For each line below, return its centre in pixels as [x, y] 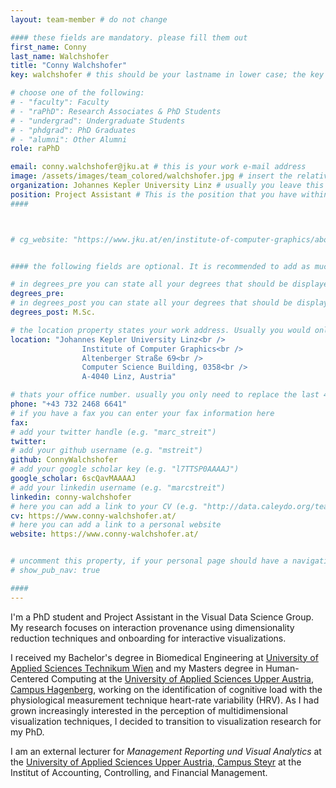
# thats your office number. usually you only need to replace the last [165, 395]
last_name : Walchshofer [60, 56]
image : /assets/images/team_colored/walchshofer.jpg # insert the [151, 176]
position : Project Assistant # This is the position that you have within [169, 194]
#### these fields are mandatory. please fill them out [129, 37]
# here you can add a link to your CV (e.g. [104, 506]
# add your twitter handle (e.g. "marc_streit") [113, 432]
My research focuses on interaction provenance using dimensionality [152, 627]
